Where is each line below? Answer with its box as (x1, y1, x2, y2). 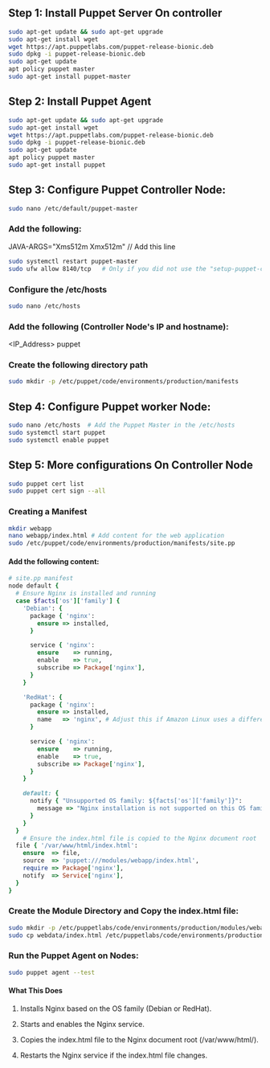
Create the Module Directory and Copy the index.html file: (8, 906, 239, 917)
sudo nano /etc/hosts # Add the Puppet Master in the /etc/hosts (8, 421, 235, 429)
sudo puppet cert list (8, 480, 84, 488)
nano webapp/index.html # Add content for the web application (8, 532, 225, 540)
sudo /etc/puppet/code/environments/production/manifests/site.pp (8, 539, 235, 547)
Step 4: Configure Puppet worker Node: (8, 399, 211, 413)
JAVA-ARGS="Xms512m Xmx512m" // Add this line (8, 241, 176, 252)
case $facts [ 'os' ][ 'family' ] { (15, 597, 121, 605)
